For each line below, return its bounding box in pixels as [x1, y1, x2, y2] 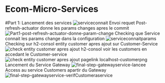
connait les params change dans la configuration [5, 36, 105, 41]
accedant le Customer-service [5, 51, 67, 57]
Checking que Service [114, 30, 160, 36]
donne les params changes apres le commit [40, 25, 129, 31]
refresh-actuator [5, 25, 39, 31]
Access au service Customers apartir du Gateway [5, 67, 107, 73]
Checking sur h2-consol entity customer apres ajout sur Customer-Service [5, 41, 158, 46]
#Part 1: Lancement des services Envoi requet [5, 20, 135, 26]
